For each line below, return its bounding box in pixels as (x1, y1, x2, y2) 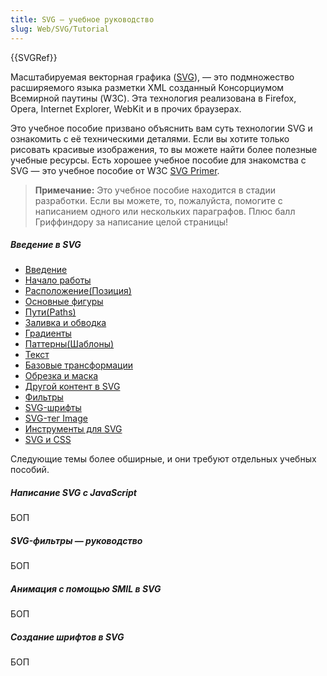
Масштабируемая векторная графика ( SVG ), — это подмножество (10, 71, 295, 83)
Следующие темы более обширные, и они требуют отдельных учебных (10, 453, 317, 465)
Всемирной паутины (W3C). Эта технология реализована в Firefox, (10, 92, 297, 104)
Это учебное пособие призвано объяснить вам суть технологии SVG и (10, 122, 313, 134)
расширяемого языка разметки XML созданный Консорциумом (10, 81, 285, 93)
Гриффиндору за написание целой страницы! (34, 216, 229, 228)
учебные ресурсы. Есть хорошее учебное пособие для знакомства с (10, 154, 307, 166)
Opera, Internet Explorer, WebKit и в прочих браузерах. (10, 102, 242, 115)
